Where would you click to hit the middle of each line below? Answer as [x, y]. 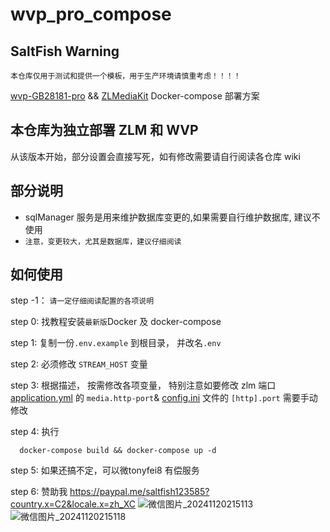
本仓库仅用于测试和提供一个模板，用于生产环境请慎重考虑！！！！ [126, 76]
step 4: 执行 [35, 432]
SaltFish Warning [65, 51]
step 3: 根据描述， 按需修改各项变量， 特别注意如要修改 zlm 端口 [143, 385]
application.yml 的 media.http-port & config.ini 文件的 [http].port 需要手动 [164, 398]
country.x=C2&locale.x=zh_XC [73, 504]
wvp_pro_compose [91, 14]
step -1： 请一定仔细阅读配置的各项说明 [82, 300]
